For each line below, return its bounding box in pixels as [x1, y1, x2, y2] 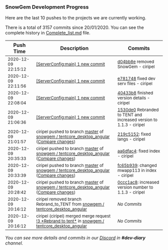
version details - [117, 95, 150, 101]
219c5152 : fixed [117, 131, 151, 137]
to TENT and [117, 112, 142, 118]
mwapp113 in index [117, 167, 156, 173]
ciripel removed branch [35, 196, 81, 202]
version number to [117, 184, 153, 190]
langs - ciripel [117, 136, 145, 142]
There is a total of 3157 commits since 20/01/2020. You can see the [5, 24, 144, 30]
